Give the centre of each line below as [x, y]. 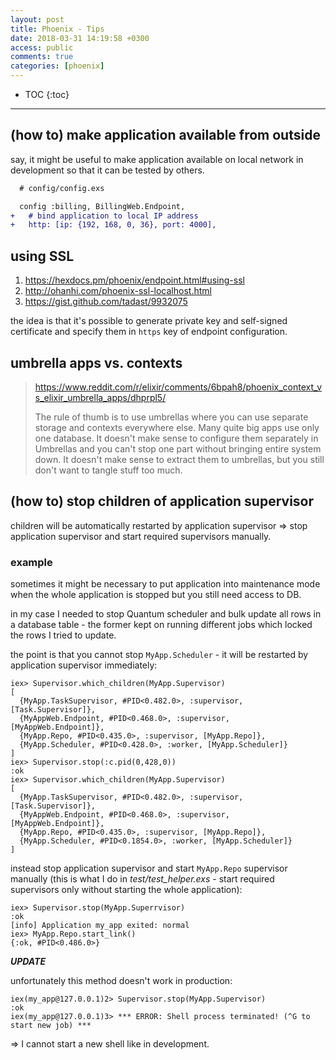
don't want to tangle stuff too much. [108, 470]
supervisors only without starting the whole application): [126, 890]
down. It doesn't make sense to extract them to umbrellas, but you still [179, 459]
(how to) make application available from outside [165, 135]
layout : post [37, 19]
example [31, 562]
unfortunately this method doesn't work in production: [121, 981]
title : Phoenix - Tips [57, 29]
